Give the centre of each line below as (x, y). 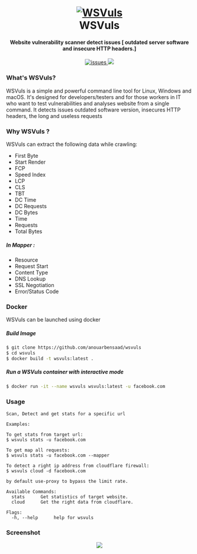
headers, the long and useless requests (54, 116)
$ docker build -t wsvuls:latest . (50, 358)
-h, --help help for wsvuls (53, 518)
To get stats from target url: (45, 434)
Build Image (21, 333)
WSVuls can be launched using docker (53, 320)
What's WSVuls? (31, 78)
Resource (26, 260)
